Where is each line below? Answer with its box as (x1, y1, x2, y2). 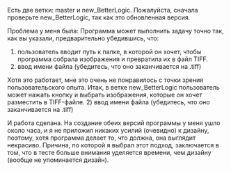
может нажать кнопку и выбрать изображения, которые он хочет (7, 90, 203, 99)
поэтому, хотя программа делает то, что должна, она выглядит (7, 133, 196, 142)
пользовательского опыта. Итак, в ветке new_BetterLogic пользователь (7, 83, 221, 91)
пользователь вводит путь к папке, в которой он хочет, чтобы (17, 48, 202, 56)
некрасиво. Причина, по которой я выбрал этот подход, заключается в (7, 141, 219, 149)
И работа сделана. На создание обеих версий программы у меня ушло (7, 119, 221, 127)
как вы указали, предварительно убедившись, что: (7, 34, 159, 42)
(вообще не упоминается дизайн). (7, 156, 109, 164)
